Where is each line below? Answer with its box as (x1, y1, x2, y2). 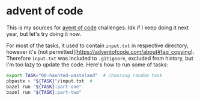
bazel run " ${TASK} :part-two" (6, 89, 82, 95)
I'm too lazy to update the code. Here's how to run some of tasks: (6, 61, 168, 68)
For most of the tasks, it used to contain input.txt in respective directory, (6, 42, 189, 49)
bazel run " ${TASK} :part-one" (6, 84, 82, 90)
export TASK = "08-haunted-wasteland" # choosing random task (6, 72, 163, 78)
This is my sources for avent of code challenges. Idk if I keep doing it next (6, 24, 189, 31)
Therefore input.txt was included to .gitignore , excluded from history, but (6, 54, 193, 62)
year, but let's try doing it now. (6, 30, 81, 37)
